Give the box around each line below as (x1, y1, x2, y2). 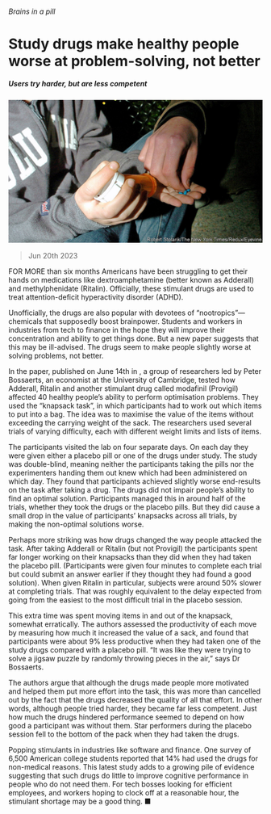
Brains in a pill (8, 6, 56, 16)
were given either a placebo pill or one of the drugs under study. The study (8, 451, 258, 460)
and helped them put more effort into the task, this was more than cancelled (8, 686, 261, 696)
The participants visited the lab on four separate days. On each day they (8, 443, 248, 452)
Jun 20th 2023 (27, 251, 78, 261)
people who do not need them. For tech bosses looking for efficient (8, 779, 232, 789)
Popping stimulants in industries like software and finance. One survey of (8, 745, 252, 755)
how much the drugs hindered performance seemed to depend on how (8, 712, 244, 722)
